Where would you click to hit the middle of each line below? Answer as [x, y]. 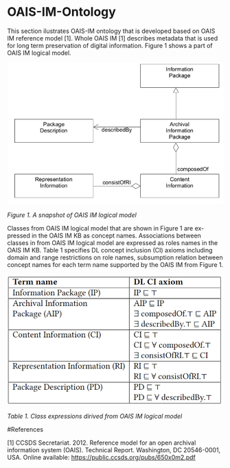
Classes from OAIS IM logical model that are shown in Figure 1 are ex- [106, 228]
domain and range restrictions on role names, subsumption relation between [115, 257]
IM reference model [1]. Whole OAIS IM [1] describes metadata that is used [113, 38]
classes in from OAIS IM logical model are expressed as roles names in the [113, 243]
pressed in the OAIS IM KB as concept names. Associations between [104, 235]
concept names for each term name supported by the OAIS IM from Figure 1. [115, 264]
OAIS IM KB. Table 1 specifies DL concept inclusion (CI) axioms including [110, 250]
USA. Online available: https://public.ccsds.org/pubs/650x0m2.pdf [101, 457]
